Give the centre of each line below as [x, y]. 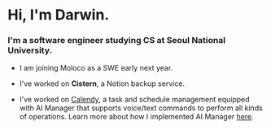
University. [30, 50]
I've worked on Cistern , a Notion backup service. [102, 84]
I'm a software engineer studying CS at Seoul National [116, 41]
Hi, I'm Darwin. [59, 15]
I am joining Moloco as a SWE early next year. [96, 68]
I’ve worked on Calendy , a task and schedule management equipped [134, 100]
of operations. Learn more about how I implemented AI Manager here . [136, 117]
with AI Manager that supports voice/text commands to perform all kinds [141, 108]
